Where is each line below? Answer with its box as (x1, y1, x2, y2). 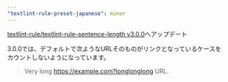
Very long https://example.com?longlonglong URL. (24, 67, 169, 75)
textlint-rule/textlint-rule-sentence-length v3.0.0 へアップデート (7, 30, 188, 38)
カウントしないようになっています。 (7, 53, 110, 61)
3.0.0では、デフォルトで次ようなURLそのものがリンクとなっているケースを (7, 44, 222, 52)
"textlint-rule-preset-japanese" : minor (7, 10, 127, 17)
